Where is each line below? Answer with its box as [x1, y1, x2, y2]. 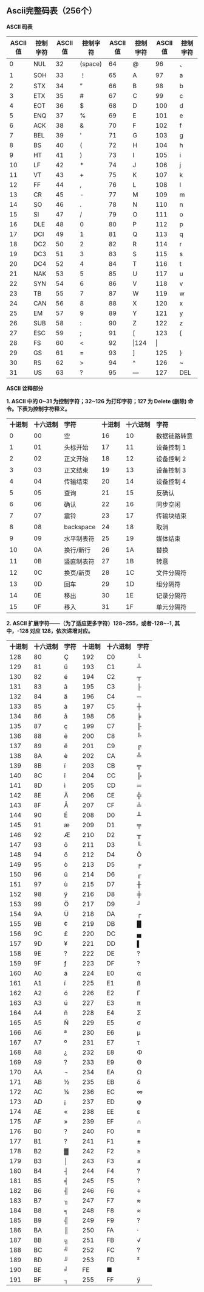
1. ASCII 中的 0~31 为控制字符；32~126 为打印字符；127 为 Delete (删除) [6, 397, 187, 405]
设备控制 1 [155, 443, 186, 451]
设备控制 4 [155, 477, 186, 485]
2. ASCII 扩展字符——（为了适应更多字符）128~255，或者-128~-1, [6, 619, 174, 627]
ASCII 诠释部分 [6, 384, 44, 392]
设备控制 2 [155, 454, 186, 463]
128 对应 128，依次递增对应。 [19, 627, 94, 634]
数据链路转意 [155, 431, 193, 440]
